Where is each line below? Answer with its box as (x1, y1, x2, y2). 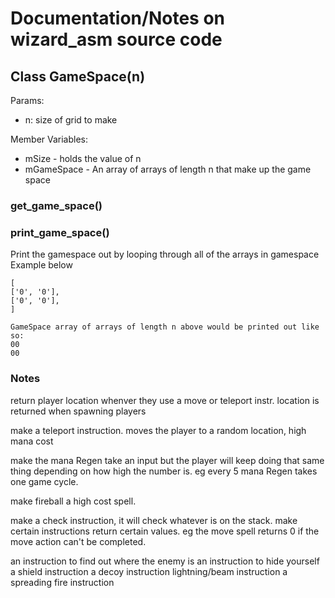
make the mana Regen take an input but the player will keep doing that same (10, 454, 325, 466)
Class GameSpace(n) (10, 68, 146, 85)
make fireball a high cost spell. (10, 495, 137, 507)
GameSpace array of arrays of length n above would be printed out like (10, 322, 320, 332)
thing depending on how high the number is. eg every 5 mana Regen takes (10, 465, 318, 477)
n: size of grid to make (24, 114, 118, 126)
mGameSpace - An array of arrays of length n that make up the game (24, 163, 312, 175)
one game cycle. (10, 475, 79, 487)
